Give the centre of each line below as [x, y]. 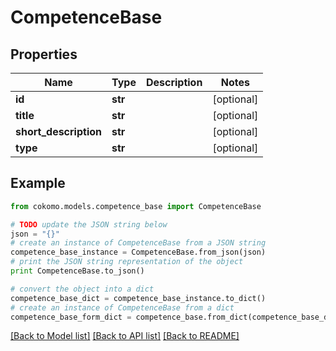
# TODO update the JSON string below [89, 224]
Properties [44, 54]
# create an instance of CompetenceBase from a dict [122, 307]
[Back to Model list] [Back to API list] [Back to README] [125, 336]
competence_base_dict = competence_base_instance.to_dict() [138, 298]
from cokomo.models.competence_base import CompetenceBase [136, 206]
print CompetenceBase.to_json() [77, 271]
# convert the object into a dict [82, 289]
